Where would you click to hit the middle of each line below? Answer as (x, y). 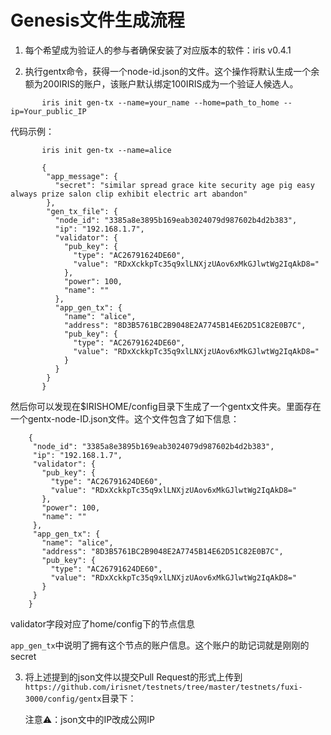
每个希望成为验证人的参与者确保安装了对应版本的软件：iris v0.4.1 (158, 50)
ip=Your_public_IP (48, 111)
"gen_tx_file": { (82, 211)
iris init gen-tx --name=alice (106, 150)
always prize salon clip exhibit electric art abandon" (129, 194)
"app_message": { (82, 176)
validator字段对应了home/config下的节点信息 (102, 623)
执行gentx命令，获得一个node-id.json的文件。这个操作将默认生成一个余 (172, 71)
